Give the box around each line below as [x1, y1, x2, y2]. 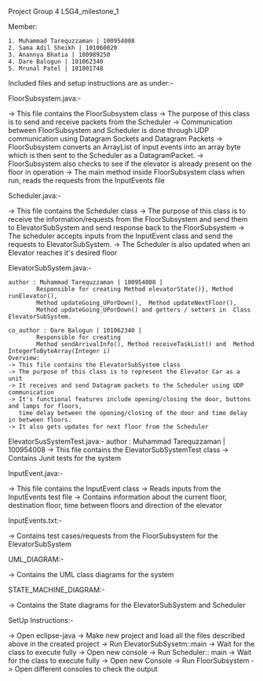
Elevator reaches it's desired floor [8, 248, 118, 257]
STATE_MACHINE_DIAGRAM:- [8, 585, 105, 594]
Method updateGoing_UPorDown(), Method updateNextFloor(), [36, 299, 237, 307]
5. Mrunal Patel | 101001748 [8, 64, 104, 72]
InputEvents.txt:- [8, 516, 63, 525]
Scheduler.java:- [8, 191, 61, 200]
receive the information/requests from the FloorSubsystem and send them [8, 215, 248, 223]
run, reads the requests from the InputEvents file [8, 176, 165, 185]
